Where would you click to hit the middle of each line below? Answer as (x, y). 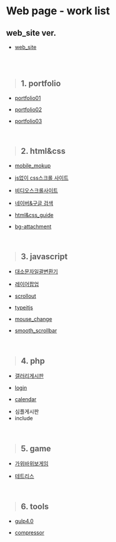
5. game (36, 448)
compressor (29, 532)
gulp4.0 (24, 521)
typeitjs (24, 308)
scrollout (25, 296)
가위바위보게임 (31, 464)
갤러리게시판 (29, 376)
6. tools (35, 507)
